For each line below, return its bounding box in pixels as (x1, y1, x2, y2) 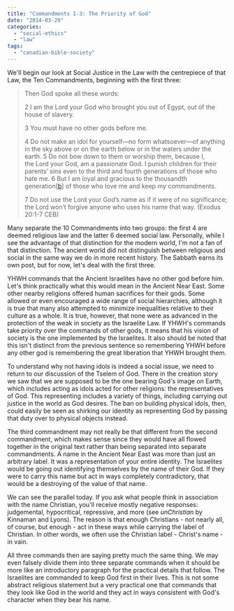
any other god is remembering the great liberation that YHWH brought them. (7, 348, 227, 357)
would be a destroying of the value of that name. (7, 479, 147, 487)
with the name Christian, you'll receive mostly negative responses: (7, 500, 198, 508)
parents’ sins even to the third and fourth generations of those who (24, 167, 218, 175)
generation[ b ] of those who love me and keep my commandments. (24, 182, 217, 190)
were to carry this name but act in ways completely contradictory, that (7, 472, 210, 480)
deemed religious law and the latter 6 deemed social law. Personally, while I (7, 231, 225, 240)
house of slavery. (24, 110, 75, 119)
